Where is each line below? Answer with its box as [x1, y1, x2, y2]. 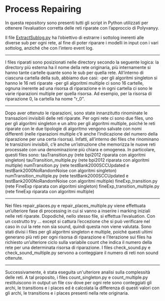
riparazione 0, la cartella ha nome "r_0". [5, 96, 85, 101]
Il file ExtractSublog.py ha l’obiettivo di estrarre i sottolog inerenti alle [5, 34, 144, 40]
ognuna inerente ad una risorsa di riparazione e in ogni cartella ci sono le [5, 85, 153, 91]
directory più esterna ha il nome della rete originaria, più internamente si [5, 64, 151, 70]
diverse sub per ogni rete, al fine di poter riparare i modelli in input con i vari [5, 39, 159, 45]
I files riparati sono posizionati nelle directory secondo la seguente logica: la [5, 59, 159, 65]
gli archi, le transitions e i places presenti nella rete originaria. [5, 290, 129, 296]
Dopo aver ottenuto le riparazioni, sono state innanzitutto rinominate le [5, 110, 148, 116]
